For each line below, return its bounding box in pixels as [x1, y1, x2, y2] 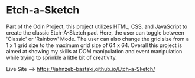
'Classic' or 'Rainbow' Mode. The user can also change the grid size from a [6, 35, 189, 42]
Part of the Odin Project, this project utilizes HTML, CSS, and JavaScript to [6, 23, 188, 30]
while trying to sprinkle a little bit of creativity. [6, 54, 117, 61]
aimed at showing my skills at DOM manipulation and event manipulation [6, 48, 183, 55]
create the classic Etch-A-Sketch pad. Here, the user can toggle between [6, 29, 184, 36]
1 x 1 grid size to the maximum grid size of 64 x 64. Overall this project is [6, 42, 182, 49]
